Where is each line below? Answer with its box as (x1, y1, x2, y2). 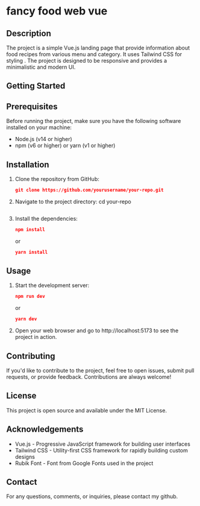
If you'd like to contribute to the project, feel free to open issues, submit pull (6, 367, 195, 375)
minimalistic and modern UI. (6, 63, 76, 71)
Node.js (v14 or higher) (14, 136, 72, 143)
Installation (6, 159, 49, 169)
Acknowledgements (6, 424, 84, 435)
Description (6, 28, 51, 39)
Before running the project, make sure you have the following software (6, 118, 181, 125)
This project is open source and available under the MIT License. (6, 406, 167, 414)
